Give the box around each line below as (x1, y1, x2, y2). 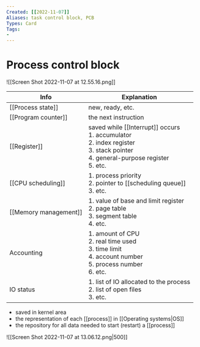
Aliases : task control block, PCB (6, 15, 95, 21)
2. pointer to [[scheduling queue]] (88, 179, 187, 187)
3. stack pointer (88, 146, 133, 155)
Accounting (9, 248, 43, 257)
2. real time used (88, 237, 136, 245)
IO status (9, 285, 35, 294)
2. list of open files (88, 285, 142, 294)
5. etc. (88, 162, 107, 170)
